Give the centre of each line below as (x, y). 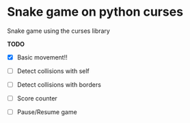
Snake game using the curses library (59, 31)
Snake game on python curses (95, 12)
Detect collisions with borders (59, 85)
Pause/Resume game (47, 112)
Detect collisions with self (53, 71)
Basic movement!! (42, 57)
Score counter (37, 98)
